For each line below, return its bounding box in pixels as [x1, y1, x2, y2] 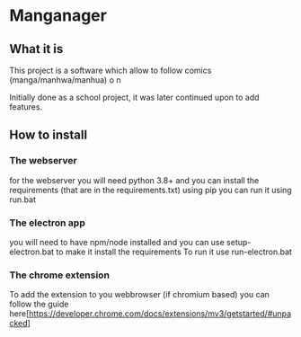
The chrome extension [9, 269, 111, 281]
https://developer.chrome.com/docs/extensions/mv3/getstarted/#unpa [28, 308, 292, 319]
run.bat [9, 194, 37, 205]
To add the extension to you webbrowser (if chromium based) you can [9, 289, 270, 300]
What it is [9, 41, 64, 57]
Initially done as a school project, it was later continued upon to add [9, 92, 260, 102]
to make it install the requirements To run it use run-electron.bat [56, 246, 292, 257]
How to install [9, 128, 88, 143]
